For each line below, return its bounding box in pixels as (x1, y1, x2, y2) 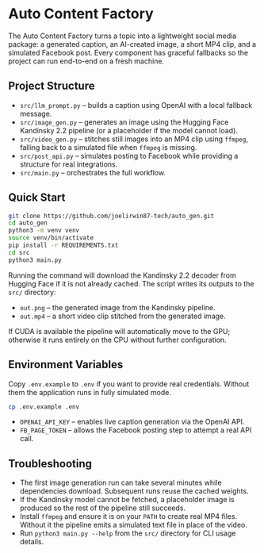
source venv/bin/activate (8, 234, 94, 242)
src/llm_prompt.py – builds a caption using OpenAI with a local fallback (19, 100, 253, 109)
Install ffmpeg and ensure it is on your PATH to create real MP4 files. (19, 512, 238, 521)
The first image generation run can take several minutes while (19, 478, 222, 488)
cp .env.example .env (8, 402, 80, 411)
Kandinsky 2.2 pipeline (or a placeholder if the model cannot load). (19, 125, 238, 135)
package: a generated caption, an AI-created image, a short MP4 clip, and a (8, 39, 256, 48)
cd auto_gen (8, 219, 48, 227)
